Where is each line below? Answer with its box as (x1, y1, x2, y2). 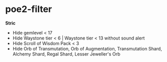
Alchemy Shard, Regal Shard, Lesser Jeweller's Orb (12, 51, 120, 57)
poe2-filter (5, 3, 52, 15)
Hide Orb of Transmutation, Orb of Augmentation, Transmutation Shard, (12, 45, 162, 51)
